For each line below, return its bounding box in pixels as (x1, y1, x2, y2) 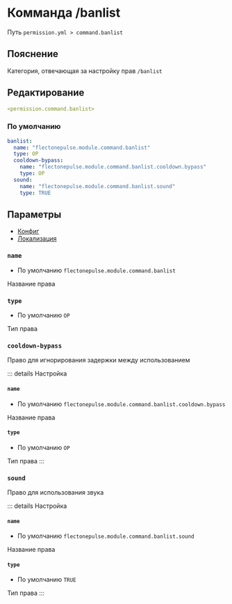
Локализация (17, 235, 57, 243)
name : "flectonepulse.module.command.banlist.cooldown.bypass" (19, 164, 207, 171)
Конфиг (17, 227, 40, 235)
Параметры (7, 209, 62, 220)
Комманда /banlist (7, 5, 121, 21)
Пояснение (7, 48, 59, 60)
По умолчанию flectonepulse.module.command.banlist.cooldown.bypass (17, 399, 226, 408)
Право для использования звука (7, 488, 104, 497)
